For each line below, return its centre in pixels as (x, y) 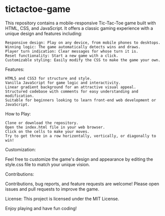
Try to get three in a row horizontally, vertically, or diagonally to (81, 136)
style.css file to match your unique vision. (48, 164)
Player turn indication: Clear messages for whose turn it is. (72, 51)
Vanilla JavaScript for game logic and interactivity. (63, 83)
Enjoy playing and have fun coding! (41, 208)
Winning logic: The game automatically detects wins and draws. (73, 47)
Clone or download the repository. (42, 123)
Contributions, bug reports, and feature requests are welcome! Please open (82, 184)
